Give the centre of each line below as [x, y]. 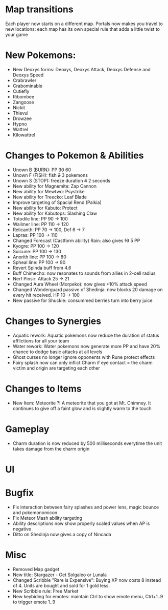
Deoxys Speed [28, 75]
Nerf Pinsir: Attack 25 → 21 [41, 278]
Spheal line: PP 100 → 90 [39, 262]
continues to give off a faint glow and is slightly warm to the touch [82, 408]
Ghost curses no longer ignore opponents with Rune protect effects [84, 357]
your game [17, 34]
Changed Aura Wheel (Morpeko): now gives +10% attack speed [80, 284]
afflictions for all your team [41, 341]
